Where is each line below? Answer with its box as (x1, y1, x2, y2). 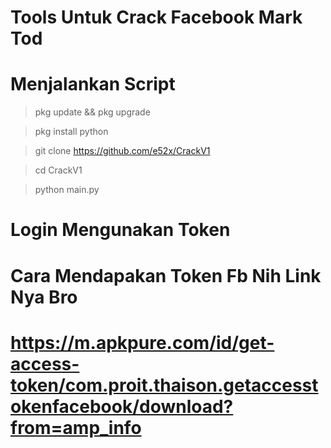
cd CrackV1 (34, 164, 83, 176)
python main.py (34, 184, 100, 196)
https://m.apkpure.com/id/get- (10, 331, 275, 354)
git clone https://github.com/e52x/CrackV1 (34, 145, 211, 157)
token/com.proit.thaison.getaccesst (10, 374, 319, 396)
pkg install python (34, 126, 109, 138)
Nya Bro (10, 286, 78, 308)
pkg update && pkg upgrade (34, 106, 151, 118)
